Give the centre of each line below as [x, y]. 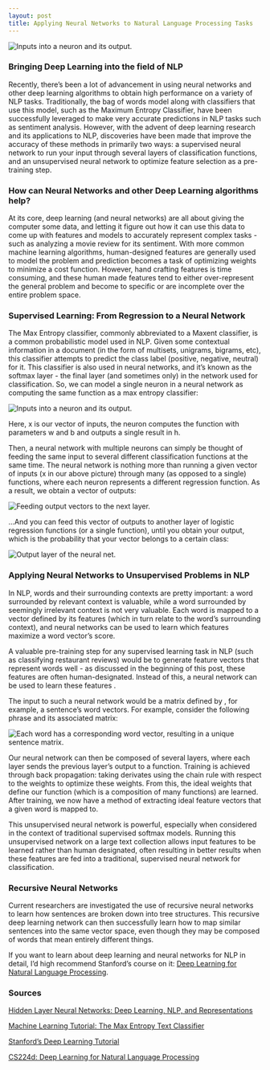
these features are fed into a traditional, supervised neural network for [125, 858]
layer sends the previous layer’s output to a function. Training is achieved [129, 766]
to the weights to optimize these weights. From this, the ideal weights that [130, 783]
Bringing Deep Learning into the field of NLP [96, 67]
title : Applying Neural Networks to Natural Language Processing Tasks [131, 23]
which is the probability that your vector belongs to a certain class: [119, 539]
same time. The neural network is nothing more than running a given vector [133, 465]
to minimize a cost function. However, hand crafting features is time [120, 269]
